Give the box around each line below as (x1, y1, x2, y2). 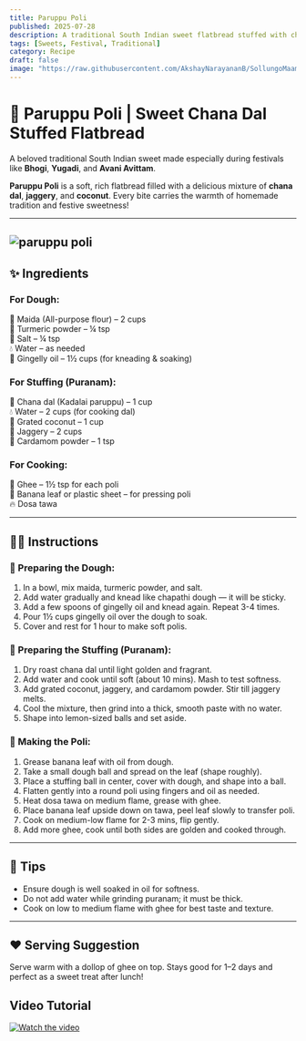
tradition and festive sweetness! (9, 200, 129, 211)
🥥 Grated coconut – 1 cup (9, 417, 105, 428)
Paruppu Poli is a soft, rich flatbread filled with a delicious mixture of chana (9, 180, 293, 191)
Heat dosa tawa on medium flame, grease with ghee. (22, 795, 221, 806)
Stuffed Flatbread (9, 123, 146, 144)
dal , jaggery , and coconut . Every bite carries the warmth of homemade (9, 190, 279, 201)
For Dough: (9, 293, 60, 305)
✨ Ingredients (9, 265, 89, 281)
